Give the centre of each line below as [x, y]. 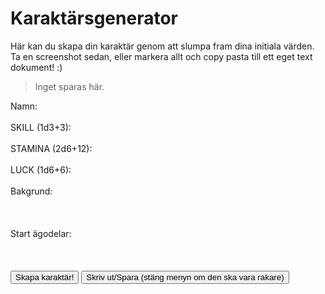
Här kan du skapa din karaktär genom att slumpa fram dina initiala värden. [162, 46]
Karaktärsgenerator [94, 18]
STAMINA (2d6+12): [51, 148]
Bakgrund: [31, 191]
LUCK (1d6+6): [41, 169]
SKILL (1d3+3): [41, 127]
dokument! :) [36, 67]
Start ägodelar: [41, 233]
